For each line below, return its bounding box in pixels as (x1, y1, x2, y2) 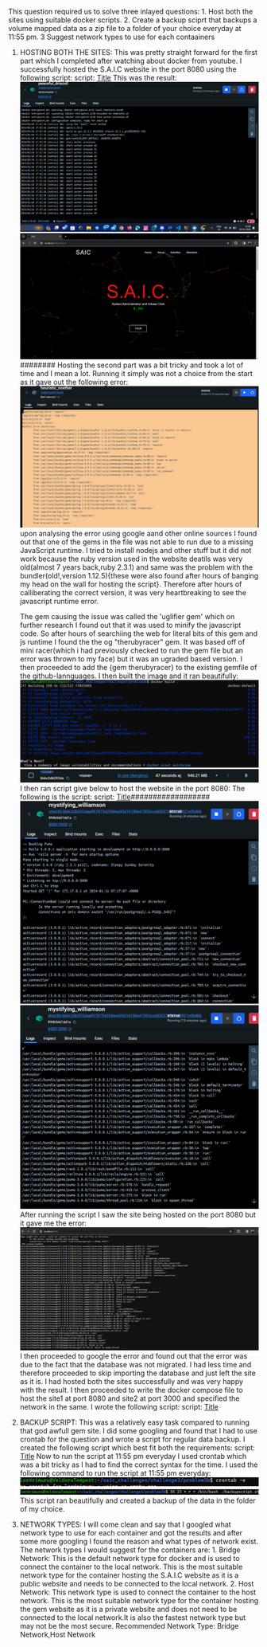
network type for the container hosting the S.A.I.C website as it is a (19, 1570, 239, 1580)
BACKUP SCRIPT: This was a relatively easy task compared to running (19, 1418, 250, 1427)
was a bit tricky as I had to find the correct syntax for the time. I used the (19, 1460, 258, 1469)
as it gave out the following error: (19, 378, 129, 387)
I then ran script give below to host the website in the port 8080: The (19, 784, 246, 794)
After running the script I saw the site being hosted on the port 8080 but (19, 1210, 257, 1220)
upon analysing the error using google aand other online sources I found (19, 528, 257, 538)
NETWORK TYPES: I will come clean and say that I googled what (19, 1520, 232, 1529)
